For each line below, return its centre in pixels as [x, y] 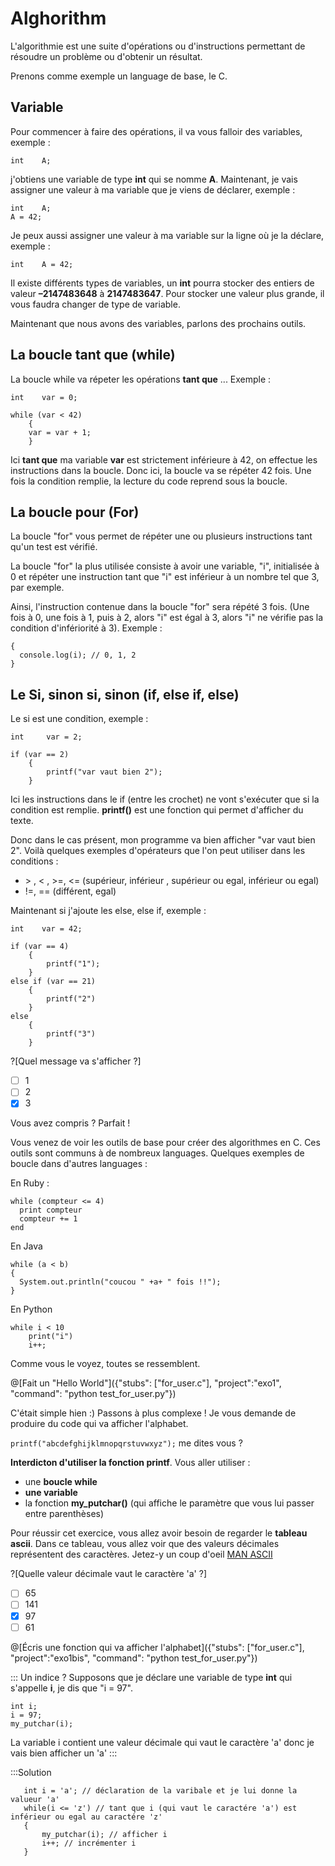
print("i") [51, 1337]
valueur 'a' [35, 1799]
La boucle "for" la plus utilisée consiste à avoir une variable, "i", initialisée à [165, 566]
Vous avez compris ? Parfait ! [70, 1123]
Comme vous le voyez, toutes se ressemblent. [105, 1364]
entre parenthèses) [64, 1514]
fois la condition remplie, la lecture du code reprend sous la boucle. [149, 481]
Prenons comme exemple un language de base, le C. [119, 76]
